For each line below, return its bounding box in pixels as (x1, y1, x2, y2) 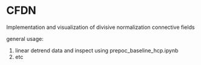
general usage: (6, 35, 44, 42)
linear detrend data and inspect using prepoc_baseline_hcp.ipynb (15, 46, 179, 54)
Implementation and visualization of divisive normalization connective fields (6, 23, 195, 31)
